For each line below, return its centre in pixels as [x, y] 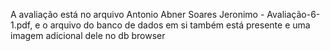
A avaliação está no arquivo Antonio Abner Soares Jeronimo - [137, 14]
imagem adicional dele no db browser [88, 35]
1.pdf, [21, 25]
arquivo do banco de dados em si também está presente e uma [180, 25]
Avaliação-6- [293, 14]
